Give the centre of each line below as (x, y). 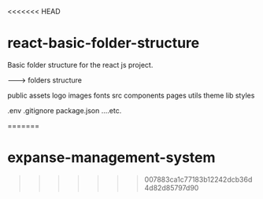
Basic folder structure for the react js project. (80, 64)
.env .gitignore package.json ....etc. (65, 110)
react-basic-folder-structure (104, 43)
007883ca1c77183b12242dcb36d (198, 179)
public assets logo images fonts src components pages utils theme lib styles (131, 95)
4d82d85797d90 (172, 187)
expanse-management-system (111, 158)
